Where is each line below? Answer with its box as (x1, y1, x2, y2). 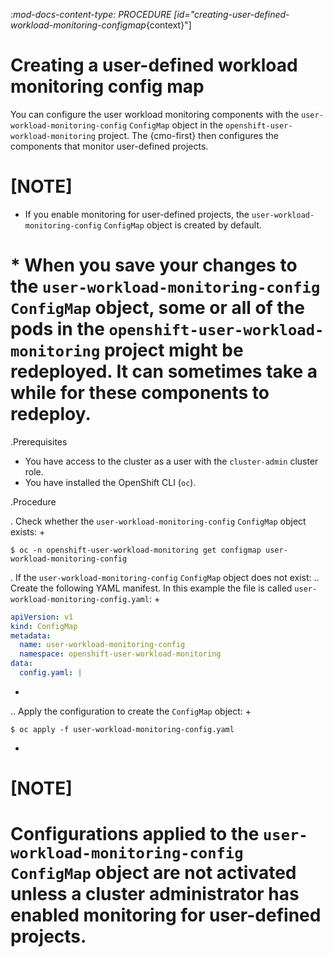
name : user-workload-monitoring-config (19, 640, 186, 650)
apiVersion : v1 (10, 612, 74, 622)
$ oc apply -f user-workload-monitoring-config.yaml (10, 724, 235, 734)
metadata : (10, 630, 52, 641)
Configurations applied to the (10, 823, 260, 846)
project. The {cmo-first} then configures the (97, 129, 279, 141)
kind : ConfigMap (10, 621, 78, 631)
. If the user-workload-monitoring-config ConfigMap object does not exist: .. (10, 571, 320, 583)
